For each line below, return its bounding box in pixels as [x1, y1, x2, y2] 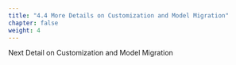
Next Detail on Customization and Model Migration [8, 48, 173, 58]
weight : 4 [8, 26, 41, 34]
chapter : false [8, 19, 59, 27]
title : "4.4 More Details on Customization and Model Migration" [8, 11, 229, 20]
